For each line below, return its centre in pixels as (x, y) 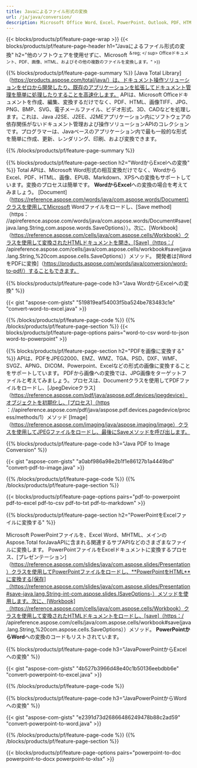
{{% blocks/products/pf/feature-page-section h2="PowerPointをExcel (91, 515)
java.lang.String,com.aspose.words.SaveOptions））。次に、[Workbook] (92, 228)
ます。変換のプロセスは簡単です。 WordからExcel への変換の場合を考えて (99, 185)
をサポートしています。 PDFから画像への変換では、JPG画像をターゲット (94, 373)
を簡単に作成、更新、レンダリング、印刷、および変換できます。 (83, 139)
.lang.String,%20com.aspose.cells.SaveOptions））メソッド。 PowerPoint (96, 630)
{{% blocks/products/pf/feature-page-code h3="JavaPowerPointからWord (96, 699)
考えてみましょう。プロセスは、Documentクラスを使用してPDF (103, 381)
